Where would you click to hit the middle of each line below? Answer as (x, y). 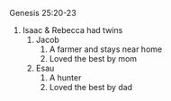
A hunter (65, 78)
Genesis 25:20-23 (43, 13)
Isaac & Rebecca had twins (72, 30)
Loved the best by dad (91, 87)
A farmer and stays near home (106, 49)
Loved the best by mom (93, 59)
